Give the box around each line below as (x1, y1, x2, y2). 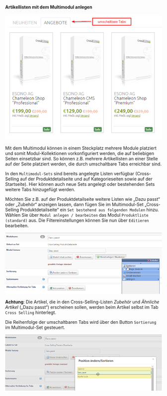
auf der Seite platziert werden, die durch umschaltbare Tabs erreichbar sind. (5, 161, 162, 167)
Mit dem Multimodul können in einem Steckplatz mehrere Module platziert (5, 145, 157, 151)
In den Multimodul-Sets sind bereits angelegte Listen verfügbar (5, 170, 135, 176)
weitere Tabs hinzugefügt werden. (5, 186, 76, 192)
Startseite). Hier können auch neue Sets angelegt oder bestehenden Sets (5, 181, 155, 187)
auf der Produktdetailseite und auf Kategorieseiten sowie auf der (20, 176, 153, 182)
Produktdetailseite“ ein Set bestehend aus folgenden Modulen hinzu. (20, 207, 159, 213)
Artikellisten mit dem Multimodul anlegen (5, 4, 92, 10)
